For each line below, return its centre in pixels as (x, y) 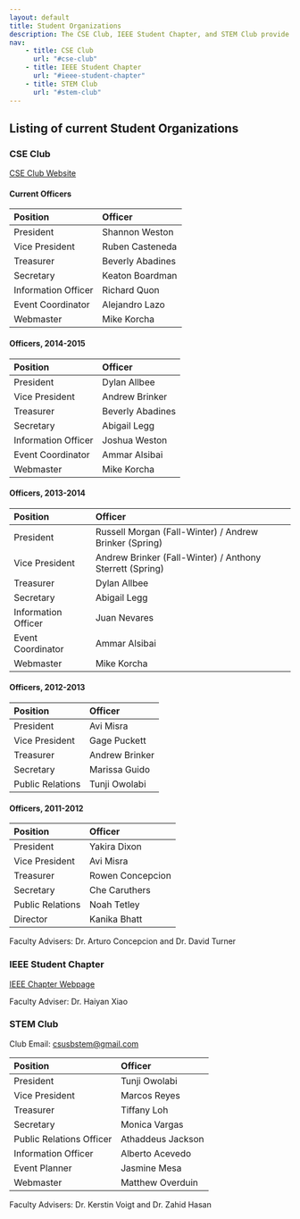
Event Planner (43, 1168)
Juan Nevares (125, 617)
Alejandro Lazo (133, 305)
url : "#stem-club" (67, 92)
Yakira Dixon (116, 847)
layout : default (39, 17)
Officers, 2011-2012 (46, 808)
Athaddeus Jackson (162, 1139)
